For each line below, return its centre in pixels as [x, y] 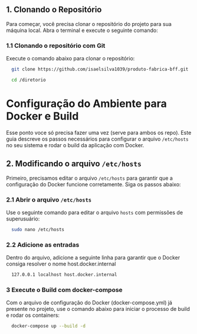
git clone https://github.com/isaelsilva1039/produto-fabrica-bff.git [100, 69]
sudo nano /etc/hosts [38, 229]
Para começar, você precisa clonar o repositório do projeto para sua [89, 24]
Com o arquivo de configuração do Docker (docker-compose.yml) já [89, 303]
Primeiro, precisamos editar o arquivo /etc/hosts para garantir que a [89, 178]
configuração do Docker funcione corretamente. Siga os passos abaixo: [93, 184]
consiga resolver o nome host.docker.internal [61, 264]
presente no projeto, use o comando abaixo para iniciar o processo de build [98, 309]
